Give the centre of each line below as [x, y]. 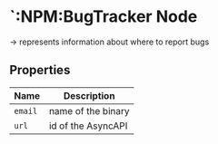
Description [89, 95]
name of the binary [89, 110]
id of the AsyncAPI [88, 126]
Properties [40, 70]
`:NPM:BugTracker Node [104, 17]
